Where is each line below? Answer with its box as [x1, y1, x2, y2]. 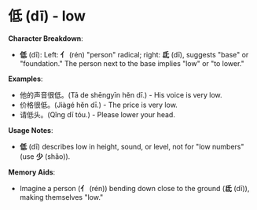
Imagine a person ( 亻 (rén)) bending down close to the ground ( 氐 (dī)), [19, 183, 250, 193]
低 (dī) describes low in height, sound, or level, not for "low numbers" [19, 142, 245, 151]
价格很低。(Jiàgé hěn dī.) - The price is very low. [19, 100, 178, 109]
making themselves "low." [19, 192, 104, 201]
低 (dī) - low [8, 7, 86, 25]
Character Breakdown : [8, 33, 84, 43]
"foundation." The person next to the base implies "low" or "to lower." [19, 58, 245, 68]
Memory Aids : [8, 167, 56, 177]
